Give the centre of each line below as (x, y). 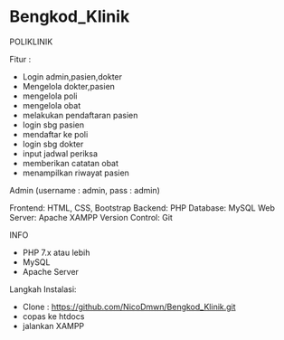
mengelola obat (52, 105)
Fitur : (20, 59)
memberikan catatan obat (71, 163)
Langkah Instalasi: (43, 289)
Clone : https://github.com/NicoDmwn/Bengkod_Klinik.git (129, 307)
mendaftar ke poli (55, 134)
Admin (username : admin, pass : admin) (85, 190)
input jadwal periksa (60, 153)
